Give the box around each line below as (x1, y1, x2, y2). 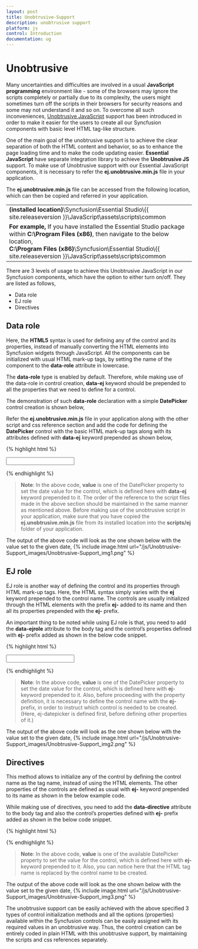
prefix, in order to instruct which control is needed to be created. (20, 703, 178, 711)
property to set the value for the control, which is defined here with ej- (20, 857, 192, 864)
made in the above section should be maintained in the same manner (20, 500, 189, 507)
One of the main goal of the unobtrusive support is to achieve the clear (6, 137, 178, 144)
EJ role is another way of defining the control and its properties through (6, 582, 180, 589)
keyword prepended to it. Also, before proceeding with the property (20, 691, 186, 698)
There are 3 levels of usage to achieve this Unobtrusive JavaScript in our (6, 267, 183, 274)
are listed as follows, (6, 279, 56, 287)
